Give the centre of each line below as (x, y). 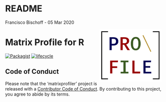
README (24, 9)
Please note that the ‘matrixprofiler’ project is (51, 83)
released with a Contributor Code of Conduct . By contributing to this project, (83, 89)
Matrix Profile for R (45, 42)
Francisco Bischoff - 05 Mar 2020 (40, 22)
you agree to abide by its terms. (38, 94)
